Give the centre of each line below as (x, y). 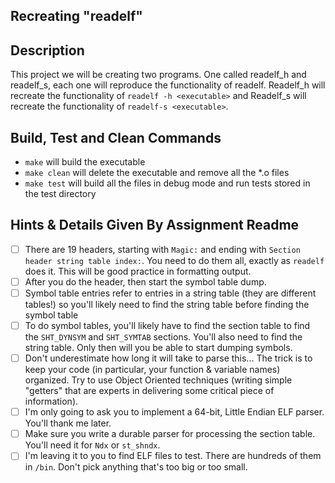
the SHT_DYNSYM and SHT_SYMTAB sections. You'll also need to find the (163, 337)
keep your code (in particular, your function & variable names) (152, 370)
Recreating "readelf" (76, 16)
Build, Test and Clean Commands (116, 137)
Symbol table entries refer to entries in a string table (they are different (170, 293)
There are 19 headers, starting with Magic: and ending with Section (162, 249)
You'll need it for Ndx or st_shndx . (92, 445)
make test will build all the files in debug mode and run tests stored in (167, 183)
